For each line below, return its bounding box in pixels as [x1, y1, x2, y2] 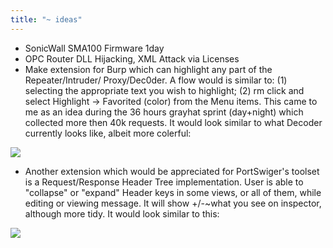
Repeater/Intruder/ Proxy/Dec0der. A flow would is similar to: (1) [24, 74, 288, 86]
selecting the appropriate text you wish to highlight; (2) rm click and [24, 84, 305, 96]
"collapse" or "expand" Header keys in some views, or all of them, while [24, 186, 322, 198]
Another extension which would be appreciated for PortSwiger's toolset [24, 165, 320, 177]
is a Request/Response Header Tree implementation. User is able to [24, 176, 304, 188]
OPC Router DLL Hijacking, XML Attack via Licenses [24, 52, 240, 65]
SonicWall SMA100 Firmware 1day [24, 42, 165, 54]
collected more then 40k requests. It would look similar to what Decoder [24, 116, 323, 128]
